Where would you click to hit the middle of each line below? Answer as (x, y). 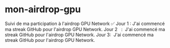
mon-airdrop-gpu (43, 9)
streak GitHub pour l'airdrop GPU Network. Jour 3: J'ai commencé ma (79, 35)
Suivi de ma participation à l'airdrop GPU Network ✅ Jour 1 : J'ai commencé (85, 23)
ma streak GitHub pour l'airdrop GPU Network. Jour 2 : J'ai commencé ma (85, 29)
